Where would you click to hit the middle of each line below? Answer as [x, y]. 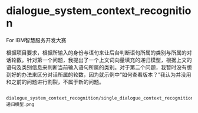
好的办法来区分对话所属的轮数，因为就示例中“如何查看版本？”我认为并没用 [101, 74]
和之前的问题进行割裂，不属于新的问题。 [55, 82]
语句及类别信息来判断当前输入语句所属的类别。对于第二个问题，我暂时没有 [96, 67]
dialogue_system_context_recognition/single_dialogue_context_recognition [100, 98]
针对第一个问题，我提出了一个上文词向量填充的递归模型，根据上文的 [109, 60]
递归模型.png [20, 104]
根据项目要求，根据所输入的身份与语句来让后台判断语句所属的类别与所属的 [96, 52]
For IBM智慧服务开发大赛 [36, 40]
